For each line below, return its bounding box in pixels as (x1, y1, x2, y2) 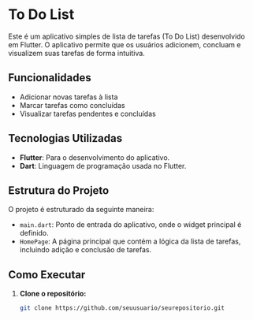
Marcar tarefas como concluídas (19, 100, 125, 110)
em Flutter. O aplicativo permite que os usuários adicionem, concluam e (8, 39, 241, 49)
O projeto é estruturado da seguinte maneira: (8, 205, 154, 214)
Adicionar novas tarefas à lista (19, 92, 118, 102)
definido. (19, 229, 49, 238)
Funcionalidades (8, 71, 92, 84)
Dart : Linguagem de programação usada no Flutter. (19, 161, 187, 170)
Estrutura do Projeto (8, 184, 110, 197)
